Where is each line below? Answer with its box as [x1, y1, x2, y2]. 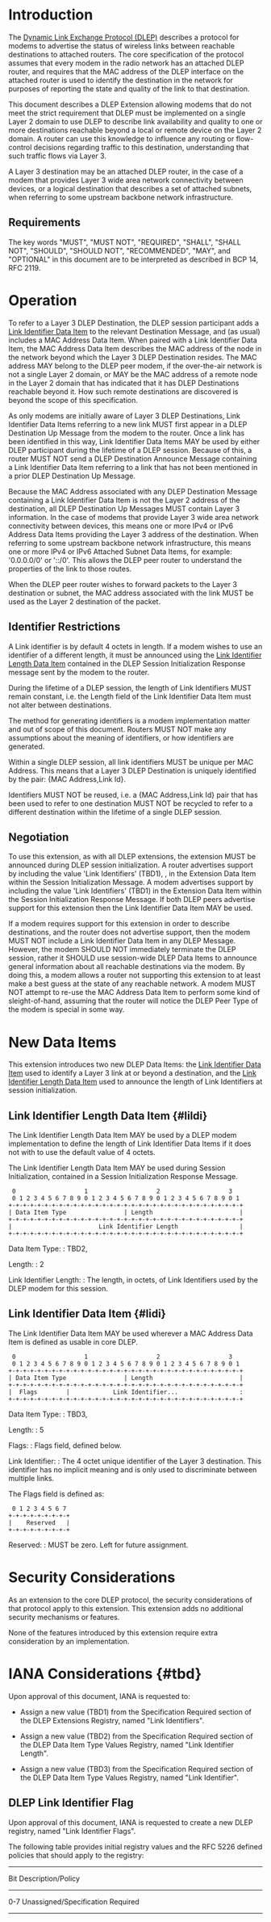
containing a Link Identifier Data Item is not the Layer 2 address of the [8, 495, 240, 505]
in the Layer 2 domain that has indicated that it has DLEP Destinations [8, 378, 240, 388]
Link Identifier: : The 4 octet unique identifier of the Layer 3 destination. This [8, 1456, 262, 1466]
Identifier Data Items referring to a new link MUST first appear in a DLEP [8, 419, 248, 429]
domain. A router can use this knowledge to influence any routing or [8, 133, 235, 143]
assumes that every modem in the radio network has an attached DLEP [8, 58, 244, 68]
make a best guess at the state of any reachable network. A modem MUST [8, 979, 256, 988]
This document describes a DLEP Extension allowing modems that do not [8, 99, 252, 109]
